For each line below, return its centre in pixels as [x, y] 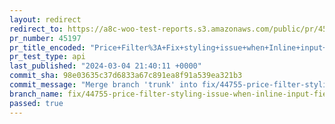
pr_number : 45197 [45, 38]
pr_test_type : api [47, 57]
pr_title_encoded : [47, 47]
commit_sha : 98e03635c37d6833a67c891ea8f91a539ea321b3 [126, 76]
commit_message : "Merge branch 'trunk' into [103, 85]
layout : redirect [45, 19]
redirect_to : [36, 29]
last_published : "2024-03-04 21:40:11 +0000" [105, 66]
